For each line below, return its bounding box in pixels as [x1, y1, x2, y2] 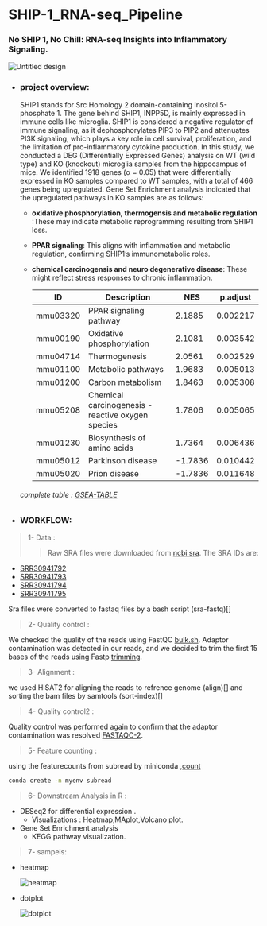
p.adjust [219, 292, 252, 303]
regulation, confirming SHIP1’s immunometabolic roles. [31, 249, 211, 258]
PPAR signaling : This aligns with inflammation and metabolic [31, 240, 230, 250]
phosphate [19, 108, 56, 118]
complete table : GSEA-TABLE [19, 490, 118, 500]
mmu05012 [35, 455, 81, 466]
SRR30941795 [19, 589, 67, 599]
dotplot [19, 893, 44, 903]
